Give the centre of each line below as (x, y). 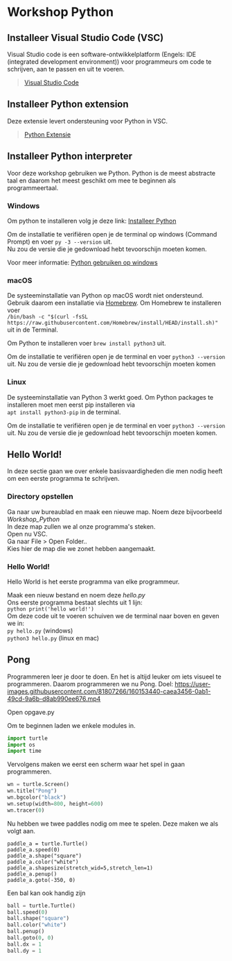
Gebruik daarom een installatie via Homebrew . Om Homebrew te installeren (114, 303)
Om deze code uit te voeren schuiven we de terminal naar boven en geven (113, 615)
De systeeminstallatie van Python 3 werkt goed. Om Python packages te (110, 397)
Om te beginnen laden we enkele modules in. (72, 725)
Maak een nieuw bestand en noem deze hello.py (76, 595)
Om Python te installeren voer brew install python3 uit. (87, 343)
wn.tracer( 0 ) (26, 810)
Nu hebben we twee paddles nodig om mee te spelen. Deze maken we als (113, 824)
